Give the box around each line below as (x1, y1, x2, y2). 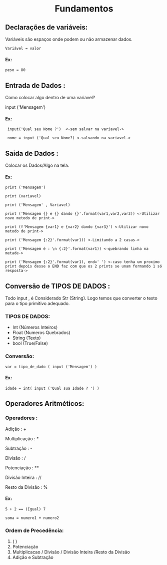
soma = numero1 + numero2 (5, 515, 59, 520)
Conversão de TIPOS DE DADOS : (5, 281, 110, 291)
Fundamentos (54, 3, 113, 15)
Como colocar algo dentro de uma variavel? (5, 95, 95, 101)
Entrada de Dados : (5, 81, 66, 90)
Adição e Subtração (12, 554, 53, 560)
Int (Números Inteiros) (12, 324, 58, 331)
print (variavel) (5, 194, 41, 199)
